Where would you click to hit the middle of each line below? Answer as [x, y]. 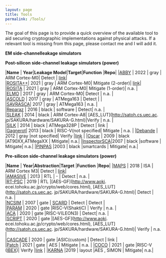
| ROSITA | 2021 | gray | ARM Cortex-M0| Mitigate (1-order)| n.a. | [72, 88]
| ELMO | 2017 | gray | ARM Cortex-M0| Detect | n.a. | [59, 94]
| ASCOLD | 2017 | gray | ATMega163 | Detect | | [54, 99]
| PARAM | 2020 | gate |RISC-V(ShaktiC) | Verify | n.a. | [61, 208]
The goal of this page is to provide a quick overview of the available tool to [82, 33]
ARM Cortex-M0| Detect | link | [36, 78]
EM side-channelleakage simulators [43, 53]
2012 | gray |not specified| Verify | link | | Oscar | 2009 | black [68, 136]
